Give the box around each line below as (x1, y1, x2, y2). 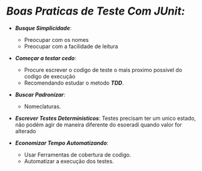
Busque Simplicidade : (15, 24, 72, 32)
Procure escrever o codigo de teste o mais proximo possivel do (24, 66, 183, 74)
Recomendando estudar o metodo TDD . (24, 79, 124, 86)
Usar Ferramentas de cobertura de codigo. (24, 151, 132, 158)
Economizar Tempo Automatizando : (15, 139, 109, 147)
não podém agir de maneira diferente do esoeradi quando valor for (15, 120, 182, 128)
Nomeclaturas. (24, 102, 61, 110)
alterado (15, 127, 36, 134)
